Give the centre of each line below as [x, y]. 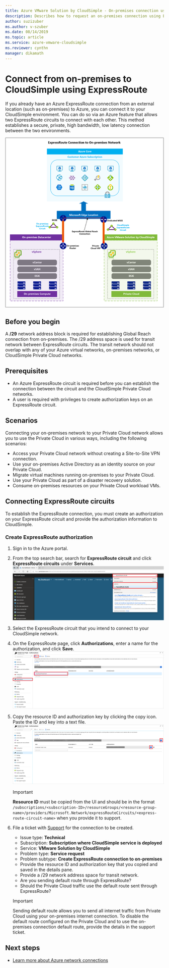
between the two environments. [38, 130]
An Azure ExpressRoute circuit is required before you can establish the [86, 383]
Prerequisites [27, 371]
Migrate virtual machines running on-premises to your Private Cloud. [83, 475]
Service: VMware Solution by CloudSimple [65, 848]
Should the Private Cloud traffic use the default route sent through [89, 886]
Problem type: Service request [52, 853]
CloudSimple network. [35, 633]
